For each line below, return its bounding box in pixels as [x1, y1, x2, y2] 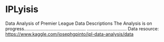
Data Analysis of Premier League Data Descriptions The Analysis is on [5, 20, 152, 26]
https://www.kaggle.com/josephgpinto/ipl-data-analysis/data [5, 31, 134, 37]
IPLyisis [5, 4, 39, 15]
